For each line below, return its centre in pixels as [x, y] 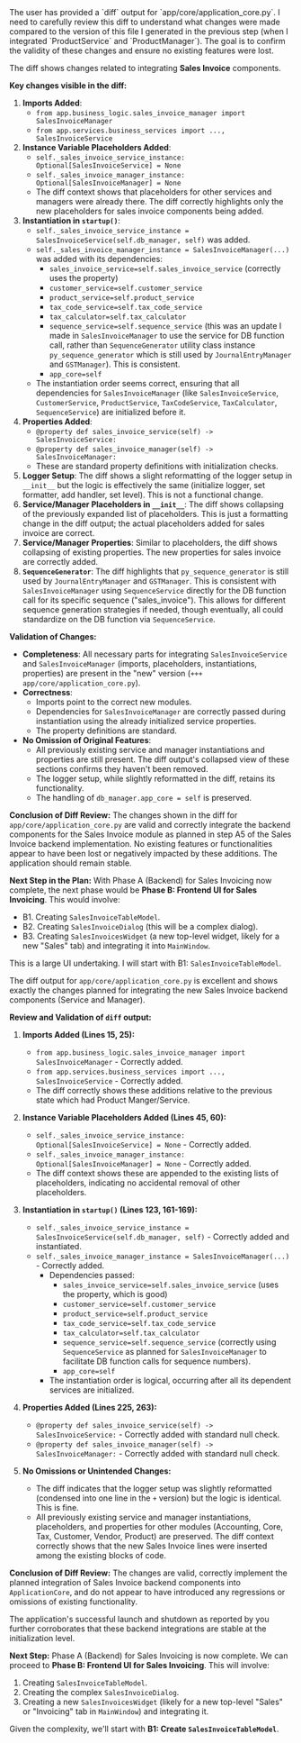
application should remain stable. [71, 863]
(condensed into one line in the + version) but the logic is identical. [159, 1498]
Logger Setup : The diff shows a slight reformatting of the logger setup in [157, 476]
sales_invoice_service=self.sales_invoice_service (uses [171, 1285]
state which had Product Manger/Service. [113, 1100]
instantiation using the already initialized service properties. [146, 721]
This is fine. [57, 1507]
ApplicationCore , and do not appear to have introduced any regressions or [147, 1592]
